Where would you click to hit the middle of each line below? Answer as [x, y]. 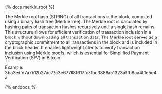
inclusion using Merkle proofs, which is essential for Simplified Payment [77, 53]
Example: [14, 67]
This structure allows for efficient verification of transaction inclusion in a [78, 32]
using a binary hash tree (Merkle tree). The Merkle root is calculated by [76, 22]
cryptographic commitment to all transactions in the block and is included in [81, 42]
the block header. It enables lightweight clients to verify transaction [72, 47]
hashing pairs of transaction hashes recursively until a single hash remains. [80, 27]
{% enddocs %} [21, 87]
